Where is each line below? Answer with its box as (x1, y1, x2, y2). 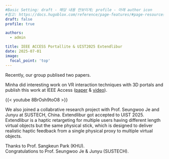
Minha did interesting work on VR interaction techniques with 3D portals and (5, 81, 163, 88)
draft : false (5, 17, 33, 22)
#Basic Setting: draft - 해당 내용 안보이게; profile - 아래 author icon (5, 7, 152, 13)
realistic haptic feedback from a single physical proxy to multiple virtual (5, 127, 153, 133)
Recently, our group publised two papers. (5, 72, 91, 78)
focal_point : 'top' (10, 58, 51, 63)
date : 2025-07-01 (5, 49, 42, 54)
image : (5, 53, 19, 58)
